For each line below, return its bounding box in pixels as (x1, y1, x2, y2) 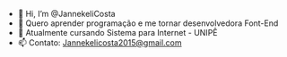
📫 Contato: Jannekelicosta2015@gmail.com (17, 37, 182, 48)
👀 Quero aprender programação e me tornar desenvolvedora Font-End (17, 18, 279, 28)
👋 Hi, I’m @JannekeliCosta (17, 9, 116, 19)
